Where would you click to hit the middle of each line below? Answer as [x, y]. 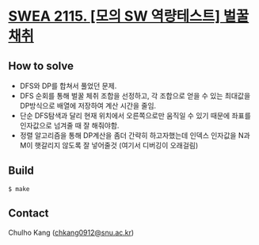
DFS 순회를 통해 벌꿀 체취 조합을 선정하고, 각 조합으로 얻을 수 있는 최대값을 [135, 96]
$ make [19, 189]
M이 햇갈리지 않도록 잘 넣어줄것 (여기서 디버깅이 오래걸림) [109, 145]
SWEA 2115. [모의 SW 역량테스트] [114, 16]
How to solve [41, 65]
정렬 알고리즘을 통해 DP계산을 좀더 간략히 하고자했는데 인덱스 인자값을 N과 [135, 135]
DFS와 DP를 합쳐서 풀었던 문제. [68, 86]
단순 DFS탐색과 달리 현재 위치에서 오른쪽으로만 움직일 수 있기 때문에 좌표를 [135, 115]
